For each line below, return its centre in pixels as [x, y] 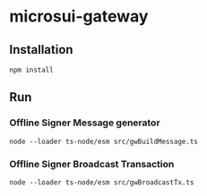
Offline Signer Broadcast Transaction [92, 164]
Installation [41, 50]
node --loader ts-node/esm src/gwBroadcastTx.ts [102, 182]
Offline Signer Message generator [85, 123]
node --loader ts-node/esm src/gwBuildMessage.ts [104, 141]
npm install [31, 70]
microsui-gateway [79, 17]
